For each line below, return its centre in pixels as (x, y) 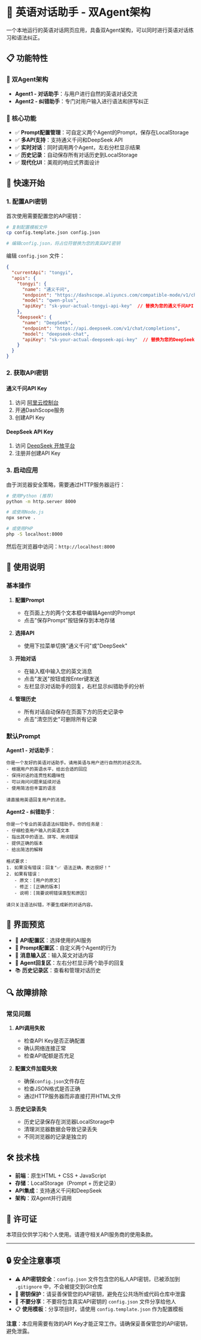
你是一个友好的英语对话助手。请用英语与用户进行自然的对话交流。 (75, 763)
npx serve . (21, 518)
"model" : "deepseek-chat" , (56, 334)
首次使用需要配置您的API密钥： (45, 216)
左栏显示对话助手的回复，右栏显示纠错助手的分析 (84, 686)
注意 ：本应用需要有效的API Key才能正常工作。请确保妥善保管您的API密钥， (99, 1323)
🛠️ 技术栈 (23, 1157)
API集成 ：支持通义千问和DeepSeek (58, 1191)
